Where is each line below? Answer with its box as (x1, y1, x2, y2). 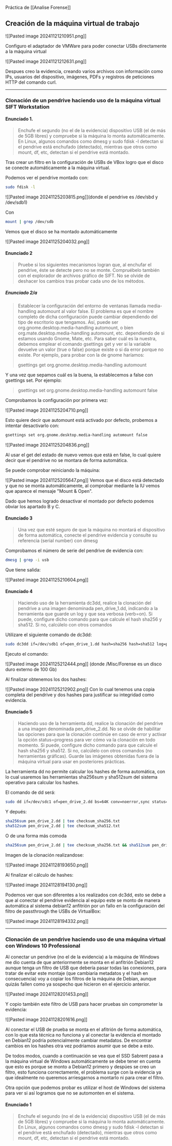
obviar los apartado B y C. (5, 503, 60, 509)
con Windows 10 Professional (5, 942, 81, 949)
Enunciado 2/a (5, 290, 37, 296)
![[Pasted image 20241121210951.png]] (5, 33, 87, 39)
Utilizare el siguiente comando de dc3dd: (5, 632, 92, 638)
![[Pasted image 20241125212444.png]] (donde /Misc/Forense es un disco (5, 660, 162, 667)
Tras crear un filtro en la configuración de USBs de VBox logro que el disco (5, 159, 164, 165)
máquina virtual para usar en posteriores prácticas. (17, 759, 126, 765)
